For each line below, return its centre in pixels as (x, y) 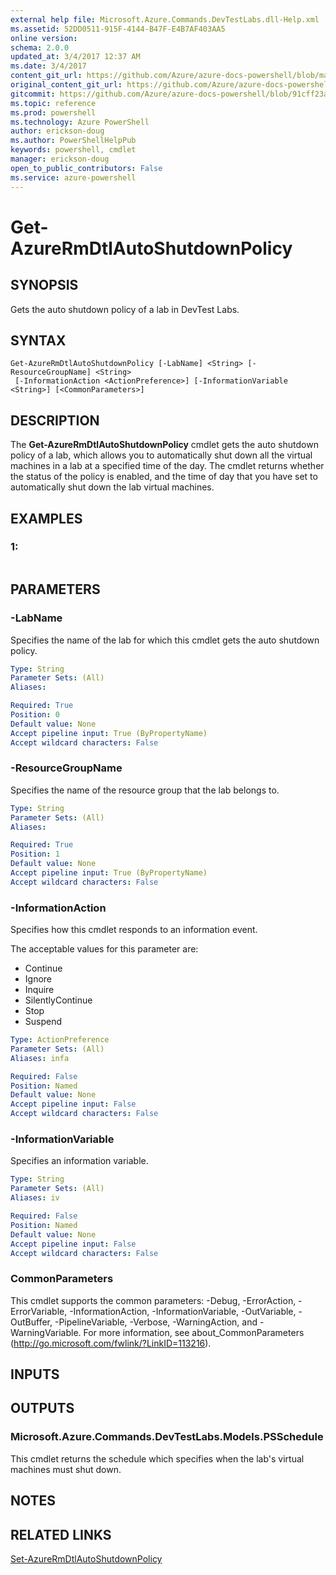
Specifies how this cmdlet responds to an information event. (134, 930)
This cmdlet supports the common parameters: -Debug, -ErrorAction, (153, 1300)
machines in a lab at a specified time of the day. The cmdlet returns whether (167, 466)
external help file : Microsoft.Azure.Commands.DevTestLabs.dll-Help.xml (165, 19)
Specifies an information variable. (79, 1161)
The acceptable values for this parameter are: (104, 949)
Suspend (43, 1022)
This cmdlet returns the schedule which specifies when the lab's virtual (157, 1458)
